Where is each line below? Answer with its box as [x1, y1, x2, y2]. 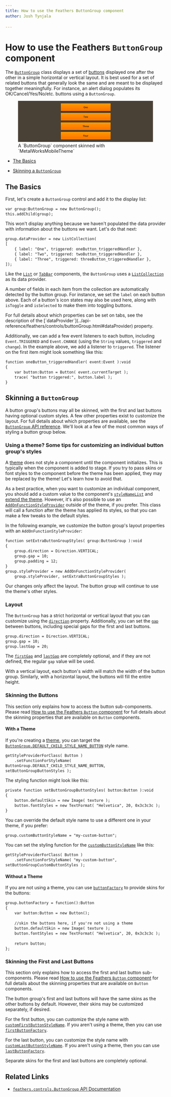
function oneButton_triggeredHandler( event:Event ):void [5, 359, 131, 365]
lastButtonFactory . [5, 1048, 46, 1054]
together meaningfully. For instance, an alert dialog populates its [5, 86, 140, 92]
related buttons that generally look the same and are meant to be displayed [5, 80, 163, 86]
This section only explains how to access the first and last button [5, 970, 141, 976]
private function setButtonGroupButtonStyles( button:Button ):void [5, 787, 154, 793]
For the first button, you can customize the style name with [5, 1016, 129, 1023]
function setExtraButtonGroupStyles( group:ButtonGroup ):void [5, 539, 142, 544]
